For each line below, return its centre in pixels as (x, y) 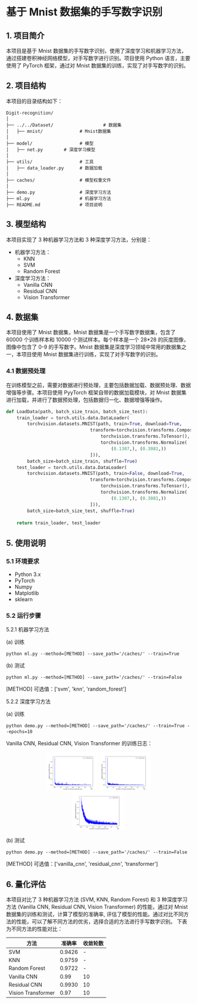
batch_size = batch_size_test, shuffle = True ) (81, 511)
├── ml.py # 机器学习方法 (59, 198)
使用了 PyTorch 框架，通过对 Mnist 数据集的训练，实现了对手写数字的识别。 (98, 66)
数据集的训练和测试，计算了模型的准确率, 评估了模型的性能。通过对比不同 (95, 914)
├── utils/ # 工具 (50, 162)
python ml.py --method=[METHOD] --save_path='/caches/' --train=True (93, 654)
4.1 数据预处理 (26, 371)
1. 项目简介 (26, 36)
